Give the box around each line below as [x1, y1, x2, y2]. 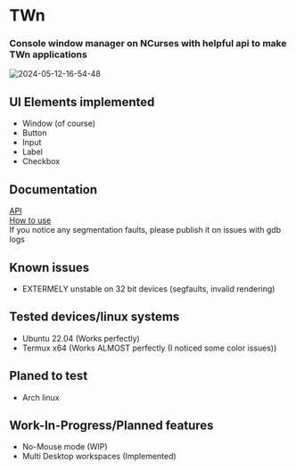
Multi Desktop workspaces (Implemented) [21, 451, 177, 462]
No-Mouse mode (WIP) [21, 441, 109, 452]
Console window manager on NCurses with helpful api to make [9, 37, 287, 50]
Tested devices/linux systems [9, 309, 180, 325]
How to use [9, 215, 52, 226]
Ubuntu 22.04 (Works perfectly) [21, 333, 140, 343]
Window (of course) [21, 118, 96, 129]
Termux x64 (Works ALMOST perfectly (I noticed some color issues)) [21, 342, 277, 353]
